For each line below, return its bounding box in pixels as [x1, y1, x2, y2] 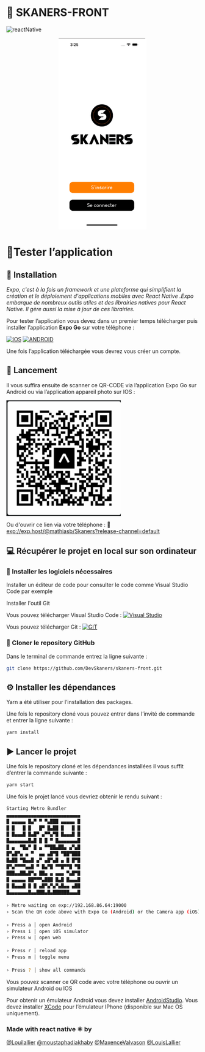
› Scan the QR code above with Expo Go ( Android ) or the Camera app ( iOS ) [6, 909, 201, 915]
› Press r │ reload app [6, 948, 67, 954]
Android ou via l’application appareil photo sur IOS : [6, 388, 135, 395]
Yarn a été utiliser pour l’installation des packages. [6, 698, 133, 706]
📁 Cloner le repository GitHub [6, 638, 95, 647]
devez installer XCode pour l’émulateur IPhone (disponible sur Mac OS [6, 1003, 183, 1010]
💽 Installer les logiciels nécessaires [6, 567, 113, 576]
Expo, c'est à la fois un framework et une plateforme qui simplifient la [6, 286, 182, 293]
